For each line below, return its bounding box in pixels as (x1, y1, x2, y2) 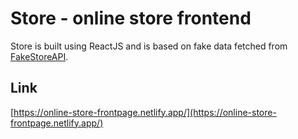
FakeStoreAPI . (10, 50, 69, 62)
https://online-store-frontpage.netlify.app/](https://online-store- (13, 106, 277, 118)
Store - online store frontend (10, 7, 252, 30)
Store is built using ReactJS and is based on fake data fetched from (10, 40, 288, 52)
